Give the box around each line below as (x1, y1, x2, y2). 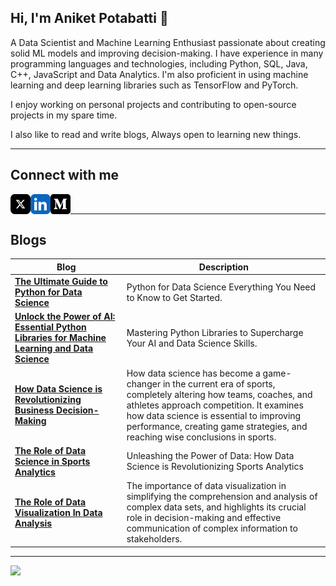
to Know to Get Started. (126, 291, 223, 303)
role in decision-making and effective (126, 512, 282, 524)
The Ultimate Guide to (14, 276, 108, 288)
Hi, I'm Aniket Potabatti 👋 (10, 10, 169, 27)
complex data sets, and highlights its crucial (126, 501, 307, 513)
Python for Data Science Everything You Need (126, 281, 317, 293)
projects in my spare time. (10, 109, 118, 121)
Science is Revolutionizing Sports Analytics (126, 461, 304, 473)
